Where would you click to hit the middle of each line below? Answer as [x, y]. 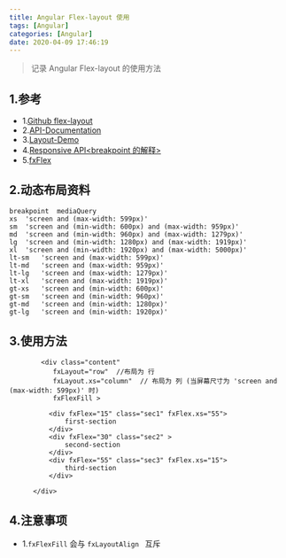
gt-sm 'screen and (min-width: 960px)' [87, 296]
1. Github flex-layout [57, 121]
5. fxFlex [36, 160]
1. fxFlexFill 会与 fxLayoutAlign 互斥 [91, 543]
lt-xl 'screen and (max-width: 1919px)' [89, 281]
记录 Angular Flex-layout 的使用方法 [96, 68]
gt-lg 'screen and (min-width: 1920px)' [89, 312]
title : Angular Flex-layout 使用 [70, 17]
